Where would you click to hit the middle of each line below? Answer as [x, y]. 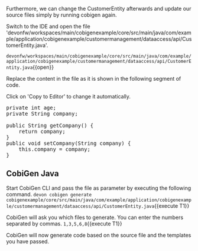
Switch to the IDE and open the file [48, 26]
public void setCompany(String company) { [69, 143]
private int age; [31, 108]
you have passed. [27, 241]
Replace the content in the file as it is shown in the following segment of [94, 79]
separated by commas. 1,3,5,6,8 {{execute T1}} [64, 223]
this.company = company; [54, 149]
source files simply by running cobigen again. [61, 15]
